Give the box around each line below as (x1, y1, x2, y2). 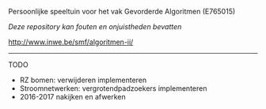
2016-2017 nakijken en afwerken (19, 92, 127, 101)
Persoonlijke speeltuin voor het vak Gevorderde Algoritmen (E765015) (8, 7, 236, 16)
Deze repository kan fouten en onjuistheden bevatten (8, 22, 182, 31)
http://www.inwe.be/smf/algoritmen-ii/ (8, 37, 134, 47)
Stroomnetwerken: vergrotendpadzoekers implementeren (19, 84, 207, 93)
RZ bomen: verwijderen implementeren (19, 75, 147, 85)
